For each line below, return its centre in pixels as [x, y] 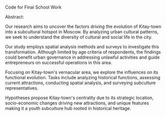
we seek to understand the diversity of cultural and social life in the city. [79, 37]
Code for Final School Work [33, 7]
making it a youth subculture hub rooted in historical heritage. [68, 108]
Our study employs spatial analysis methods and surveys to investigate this [82, 47]
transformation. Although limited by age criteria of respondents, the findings [83, 52]
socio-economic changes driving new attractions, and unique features [77, 103]
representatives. [22, 88]
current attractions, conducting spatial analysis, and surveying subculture [81, 83]
